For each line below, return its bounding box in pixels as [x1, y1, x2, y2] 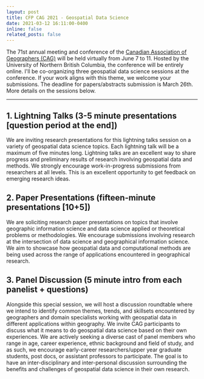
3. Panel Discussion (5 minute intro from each [6, 275, 182, 285]
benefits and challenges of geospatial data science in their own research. [6, 365, 190, 372]
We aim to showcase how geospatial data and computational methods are [6, 244, 191, 252]
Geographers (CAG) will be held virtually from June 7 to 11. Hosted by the [6, 55, 189, 62]
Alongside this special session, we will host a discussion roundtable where [6, 300, 193, 308]
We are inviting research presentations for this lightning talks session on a [6, 136, 191, 143]
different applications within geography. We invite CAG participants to [6, 320, 181, 327]
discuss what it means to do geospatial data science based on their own [6, 327, 187, 334]
